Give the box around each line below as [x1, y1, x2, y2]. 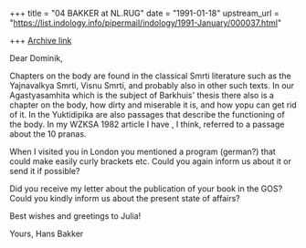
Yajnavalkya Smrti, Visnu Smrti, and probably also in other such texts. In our [9, 80, 295, 90]
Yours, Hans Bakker [9, 228, 84, 239]
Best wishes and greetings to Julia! [9, 211, 142, 222]
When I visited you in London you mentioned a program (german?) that [9, 146, 276, 157]
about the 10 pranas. [9, 129, 87, 139]
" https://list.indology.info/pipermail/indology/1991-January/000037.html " [9, 17, 281, 28]
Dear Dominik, [9, 53, 64, 63]
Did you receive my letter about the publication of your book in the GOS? [9, 183, 283, 194]
